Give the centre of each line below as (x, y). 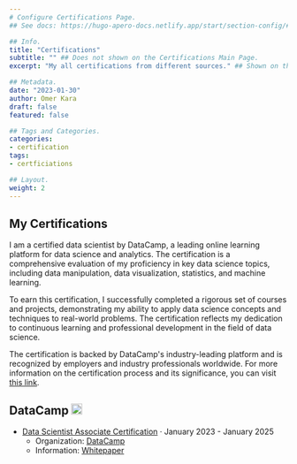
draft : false (33, 107)
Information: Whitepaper (80, 451)
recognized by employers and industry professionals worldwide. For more (144, 364)
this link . (24, 383)
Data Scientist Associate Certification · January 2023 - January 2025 (148, 432)
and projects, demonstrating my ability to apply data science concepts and (145, 309)
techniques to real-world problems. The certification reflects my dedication (146, 318)
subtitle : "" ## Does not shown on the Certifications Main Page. (134, 58)
